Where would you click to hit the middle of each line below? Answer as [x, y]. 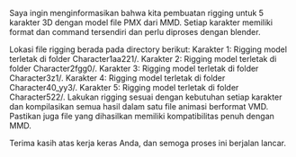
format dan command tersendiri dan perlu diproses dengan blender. [135, 32]
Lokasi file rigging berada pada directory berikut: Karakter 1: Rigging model [148, 49]
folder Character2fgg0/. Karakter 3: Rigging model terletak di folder [134, 68]
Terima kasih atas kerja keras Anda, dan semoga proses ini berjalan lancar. [148, 143]
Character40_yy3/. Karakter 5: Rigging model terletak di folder [124, 87]
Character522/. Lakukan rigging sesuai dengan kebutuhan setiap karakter [146, 97]
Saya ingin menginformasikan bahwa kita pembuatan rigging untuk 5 [136, 13]
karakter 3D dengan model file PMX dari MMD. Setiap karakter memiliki [141, 22]
